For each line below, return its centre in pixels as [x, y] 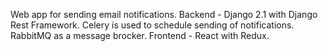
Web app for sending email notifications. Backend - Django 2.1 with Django [164, 14]
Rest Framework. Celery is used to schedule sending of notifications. [152, 25]
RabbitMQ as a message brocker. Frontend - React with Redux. [140, 35]
